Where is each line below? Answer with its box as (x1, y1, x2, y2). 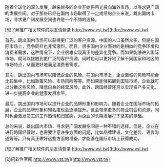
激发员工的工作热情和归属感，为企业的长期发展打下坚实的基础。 (18, 113, 146, 119)
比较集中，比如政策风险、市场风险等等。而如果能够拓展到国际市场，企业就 (5, 78, 155, 84)
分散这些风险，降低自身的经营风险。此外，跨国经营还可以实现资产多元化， (9, 84, 159, 90)
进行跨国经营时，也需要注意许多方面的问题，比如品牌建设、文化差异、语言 (5, 129, 155, 135)
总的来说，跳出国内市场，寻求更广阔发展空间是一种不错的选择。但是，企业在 (5, 124, 159, 129)
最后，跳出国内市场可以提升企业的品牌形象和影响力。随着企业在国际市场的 (5, 101, 155, 106)
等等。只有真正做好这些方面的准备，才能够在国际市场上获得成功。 (9, 136, 142, 141)
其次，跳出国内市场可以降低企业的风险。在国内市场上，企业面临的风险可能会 (5, 72, 159, 78)
